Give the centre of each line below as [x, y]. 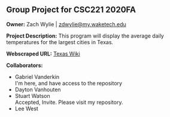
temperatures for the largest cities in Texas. [60, 42]
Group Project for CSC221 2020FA [71, 10]
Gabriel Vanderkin [37, 76]
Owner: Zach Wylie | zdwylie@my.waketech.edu [66, 24]
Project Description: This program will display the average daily [85, 36]
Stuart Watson [32, 96]
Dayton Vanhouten [38, 90]
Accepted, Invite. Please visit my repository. [69, 102]
